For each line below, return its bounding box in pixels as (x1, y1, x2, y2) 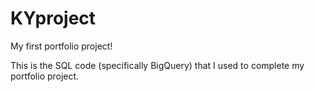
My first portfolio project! (10, 40, 113, 52)
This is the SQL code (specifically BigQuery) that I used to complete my (10, 59, 305, 71)
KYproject (10, 7, 97, 30)
